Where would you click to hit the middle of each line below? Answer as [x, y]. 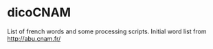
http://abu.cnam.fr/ [34, 38]
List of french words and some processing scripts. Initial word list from [107, 31]
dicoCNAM [39, 13]
